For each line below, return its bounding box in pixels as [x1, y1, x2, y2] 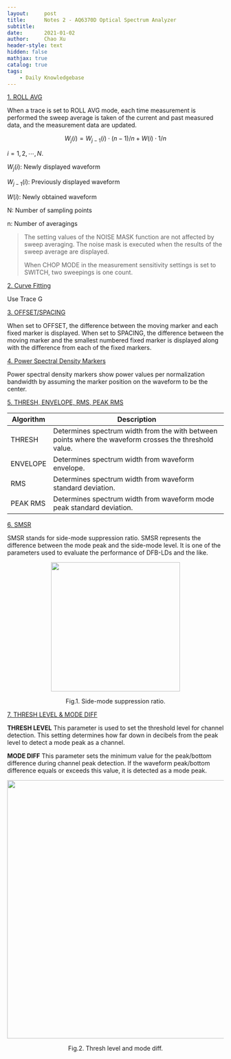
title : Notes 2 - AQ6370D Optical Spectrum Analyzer [7, 17, 177, 23]
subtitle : [7, 23, 36, 30]
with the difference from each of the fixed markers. [7, 343, 152, 351]
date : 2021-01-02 [7, 29, 76, 37]
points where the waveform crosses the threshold [53, 435, 214, 444]
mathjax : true [7, 55, 48, 62]
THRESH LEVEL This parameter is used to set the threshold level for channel [7, 723, 224, 732]
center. [7, 384, 27, 393]
